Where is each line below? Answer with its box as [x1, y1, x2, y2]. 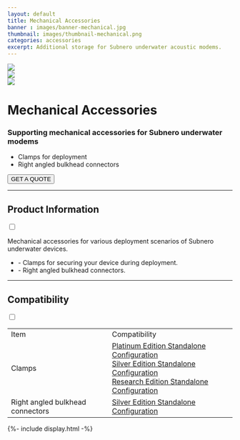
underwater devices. [7, 244, 69, 254]
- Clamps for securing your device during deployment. [17, 259, 179, 267]
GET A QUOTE [11, 176, 51, 183]
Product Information [7, 203, 100, 215]
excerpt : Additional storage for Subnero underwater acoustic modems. [7, 44, 222, 51]
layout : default [7, 10, 56, 18]
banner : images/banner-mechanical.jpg [7, 24, 126, 31]
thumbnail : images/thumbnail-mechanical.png [7, 30, 142, 38]
